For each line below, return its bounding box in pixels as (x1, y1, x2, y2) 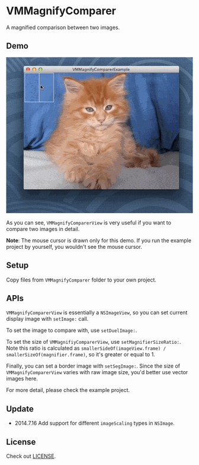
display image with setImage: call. (6, 315, 89, 322)
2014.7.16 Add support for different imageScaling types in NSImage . (14, 420, 175, 427)
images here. (6, 375, 38, 382)
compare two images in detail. (6, 225, 80, 232)
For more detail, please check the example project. (6, 387, 130, 394)
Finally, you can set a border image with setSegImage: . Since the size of (6, 362, 181, 369)
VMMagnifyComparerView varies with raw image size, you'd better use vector (6, 369, 188, 376)
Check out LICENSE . (6, 453, 56, 460)
